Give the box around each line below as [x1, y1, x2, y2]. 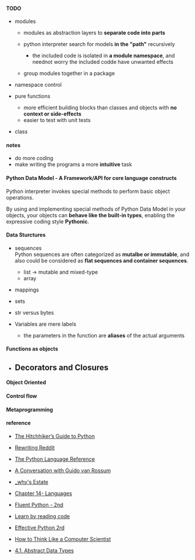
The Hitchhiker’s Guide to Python [14, 433, 95, 440]
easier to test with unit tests [23, 117, 91, 124]
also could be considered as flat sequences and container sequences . [14, 257, 189, 264]
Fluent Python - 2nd [14, 501, 64, 508]
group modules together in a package [23, 70, 115, 77]
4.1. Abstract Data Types [14, 546, 74, 554]
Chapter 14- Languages [14, 490, 72, 497]
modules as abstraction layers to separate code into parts [23, 30, 166, 37]
